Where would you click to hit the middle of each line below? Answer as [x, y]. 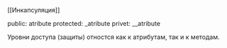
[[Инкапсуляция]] [34, 10]
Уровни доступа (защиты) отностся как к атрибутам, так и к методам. [113, 37]
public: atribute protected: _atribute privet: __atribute [84, 23]
